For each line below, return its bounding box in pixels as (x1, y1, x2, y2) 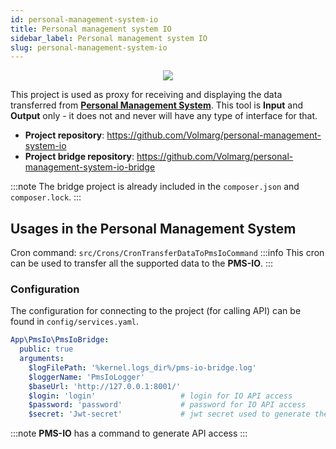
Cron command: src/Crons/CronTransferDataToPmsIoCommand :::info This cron (10, 247, 325, 259)
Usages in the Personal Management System (10, 220, 297, 237)
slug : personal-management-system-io (10, 42, 168, 53)
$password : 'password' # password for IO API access (28, 400, 307, 410)
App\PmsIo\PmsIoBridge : (10, 335, 110, 345)
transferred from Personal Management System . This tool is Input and (10, 99, 304, 111)
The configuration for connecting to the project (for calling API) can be (10, 305, 302, 317)
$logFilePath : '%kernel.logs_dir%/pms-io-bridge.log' (28, 362, 257, 373)
